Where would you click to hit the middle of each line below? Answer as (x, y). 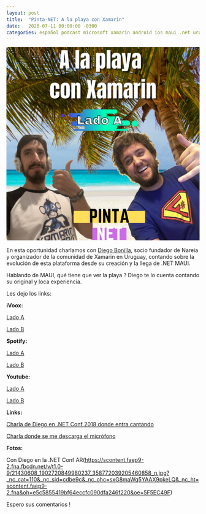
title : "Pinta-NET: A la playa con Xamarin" (65, 19)
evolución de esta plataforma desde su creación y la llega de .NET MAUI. (99, 263)
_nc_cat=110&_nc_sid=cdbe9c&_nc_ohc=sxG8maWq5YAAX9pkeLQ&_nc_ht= (103, 480)
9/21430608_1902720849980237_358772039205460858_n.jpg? (88, 473)
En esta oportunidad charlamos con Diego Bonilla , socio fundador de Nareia (102, 250)
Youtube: (18, 377)
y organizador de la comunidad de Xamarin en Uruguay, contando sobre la (101, 257)
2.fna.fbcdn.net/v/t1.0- (35, 467)
